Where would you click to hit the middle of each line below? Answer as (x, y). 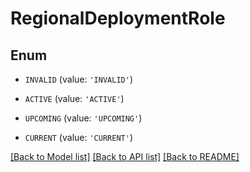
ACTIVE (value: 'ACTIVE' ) (74, 98)
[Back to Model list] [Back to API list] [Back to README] (125, 156)
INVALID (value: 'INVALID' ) (78, 79)
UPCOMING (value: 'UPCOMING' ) (83, 118)
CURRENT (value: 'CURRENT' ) (78, 137)
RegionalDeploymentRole (118, 18)
